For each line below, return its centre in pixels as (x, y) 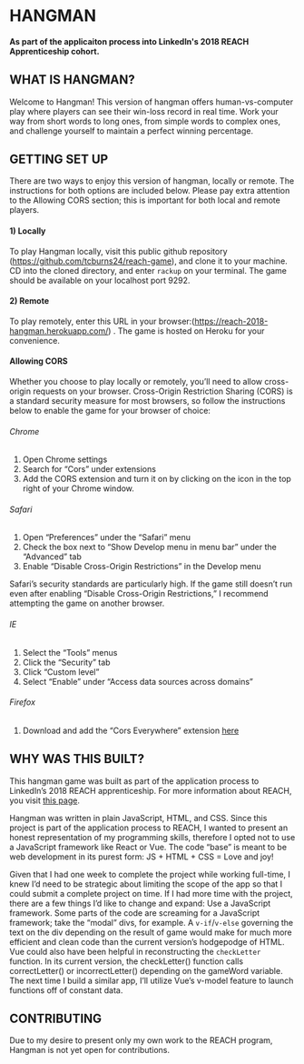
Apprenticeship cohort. (54, 51)
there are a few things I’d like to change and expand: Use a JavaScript (140, 903)
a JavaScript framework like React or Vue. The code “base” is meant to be (148, 847)
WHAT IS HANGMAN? (73, 80)
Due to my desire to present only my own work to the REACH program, (141, 1040)
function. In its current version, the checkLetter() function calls (126, 961)
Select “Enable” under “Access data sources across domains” (138, 681)
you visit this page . (44, 800)
